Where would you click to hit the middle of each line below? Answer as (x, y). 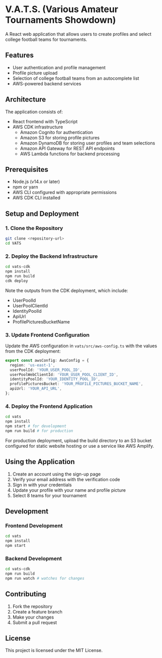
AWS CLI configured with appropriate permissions (65, 193)
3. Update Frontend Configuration (47, 335)
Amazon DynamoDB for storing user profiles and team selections (88, 143)
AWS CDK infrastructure (38, 127)
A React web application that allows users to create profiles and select (78, 34)
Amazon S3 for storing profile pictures (60, 137)
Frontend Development (34, 526)
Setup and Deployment (42, 214)
